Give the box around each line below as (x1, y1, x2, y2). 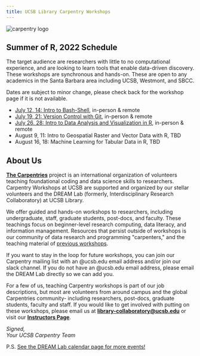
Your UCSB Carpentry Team (6, 332, 76, 339)
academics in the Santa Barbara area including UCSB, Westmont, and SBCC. (6, 77, 195, 84)
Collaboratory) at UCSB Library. (6, 197, 84, 204)
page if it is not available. (6, 95, 67, 102)
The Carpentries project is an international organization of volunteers (6, 171, 177, 179)
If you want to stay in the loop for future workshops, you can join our (6, 252, 175, 259)
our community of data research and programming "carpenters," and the (6, 234, 185, 241)
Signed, (6, 326, 25, 333)
